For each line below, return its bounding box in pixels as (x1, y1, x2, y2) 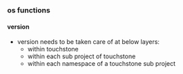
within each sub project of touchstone (27, 52, 136, 60)
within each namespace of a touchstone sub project (27, 60, 176, 68)
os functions (7, 5, 50, 15)
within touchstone (27, 45, 79, 53)
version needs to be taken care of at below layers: (17, 38, 160, 46)
